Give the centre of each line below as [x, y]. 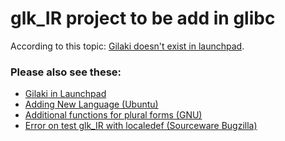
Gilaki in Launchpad [65, 94]
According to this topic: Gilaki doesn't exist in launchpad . [127, 46]
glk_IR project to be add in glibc [143, 18]
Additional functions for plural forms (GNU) [113, 115]
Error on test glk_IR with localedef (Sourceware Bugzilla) [141, 126]
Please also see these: [66, 72]
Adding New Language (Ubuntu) [91, 104]
